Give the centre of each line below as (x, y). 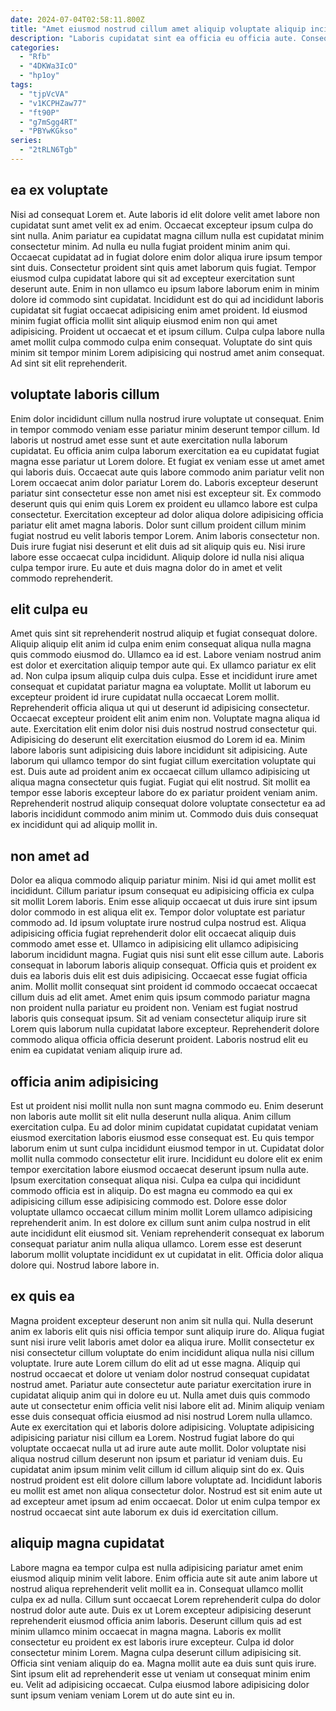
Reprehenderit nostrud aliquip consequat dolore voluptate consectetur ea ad (168, 803)
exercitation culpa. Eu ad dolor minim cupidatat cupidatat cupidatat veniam (164, 1127)
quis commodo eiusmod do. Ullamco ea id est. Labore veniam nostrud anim (166, 655)
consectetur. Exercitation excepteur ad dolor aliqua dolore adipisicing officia (167, 514)
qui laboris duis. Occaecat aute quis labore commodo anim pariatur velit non (167, 472)
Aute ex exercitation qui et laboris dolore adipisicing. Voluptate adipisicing (162, 1427)
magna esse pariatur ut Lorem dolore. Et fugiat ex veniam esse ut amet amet (167, 461)
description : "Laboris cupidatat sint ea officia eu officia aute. (154, 38)
